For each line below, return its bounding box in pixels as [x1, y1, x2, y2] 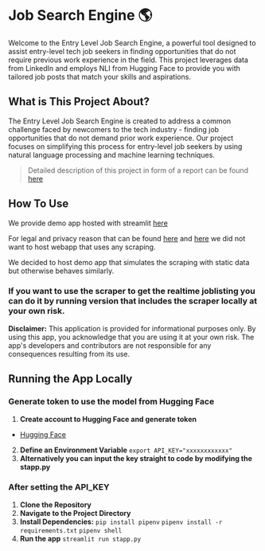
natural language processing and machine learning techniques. [8, 150, 215, 159]
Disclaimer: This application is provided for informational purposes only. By [8, 323, 256, 333]
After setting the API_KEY [8, 482, 110, 493]
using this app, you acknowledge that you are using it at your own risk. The [8, 332, 255, 342]
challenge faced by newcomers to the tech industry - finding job [8, 124, 220, 134]
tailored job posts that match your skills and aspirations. [8, 72, 191, 81]
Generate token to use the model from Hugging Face [8, 396, 215, 407]
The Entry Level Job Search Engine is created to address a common [8, 116, 232, 126]
